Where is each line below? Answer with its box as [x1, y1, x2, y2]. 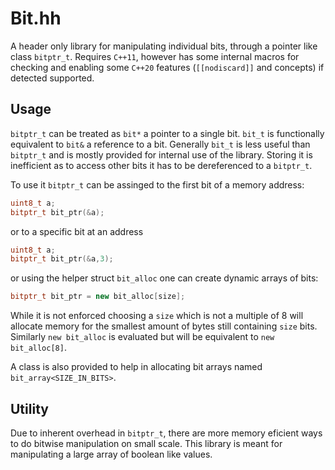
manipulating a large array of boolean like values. [10, 448, 213, 460]
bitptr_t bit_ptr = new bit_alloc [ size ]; [10, 292, 186, 302]
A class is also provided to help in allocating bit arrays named [10, 361, 263, 373]
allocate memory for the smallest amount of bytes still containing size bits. [10, 320, 318, 332]
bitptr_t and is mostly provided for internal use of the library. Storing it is [10, 148, 313, 161]
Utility [10, 400, 49, 417]
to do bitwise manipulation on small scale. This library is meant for [10, 437, 283, 449]
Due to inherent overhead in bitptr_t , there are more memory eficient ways [10, 427, 323, 439]
